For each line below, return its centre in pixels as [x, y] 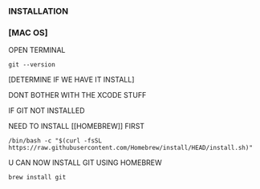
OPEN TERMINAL [37, 50]
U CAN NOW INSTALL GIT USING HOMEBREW [85, 163]
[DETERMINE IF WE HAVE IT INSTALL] [71, 80]
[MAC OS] [28, 32]
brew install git [37, 178]
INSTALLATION [39, 11]
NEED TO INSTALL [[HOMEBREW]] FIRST [77, 127]
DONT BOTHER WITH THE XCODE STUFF [77, 95]
